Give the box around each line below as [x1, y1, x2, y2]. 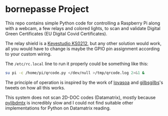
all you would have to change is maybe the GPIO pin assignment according [5, 45, 160, 51]
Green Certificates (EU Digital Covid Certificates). [5, 30, 108, 36]
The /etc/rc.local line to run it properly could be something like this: [5, 60, 148, 66]
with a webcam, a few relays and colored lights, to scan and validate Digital [5, 25, 160, 31]
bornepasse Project [5, 3, 89, 15]
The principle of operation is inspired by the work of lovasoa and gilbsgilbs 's [5, 79, 163, 85]
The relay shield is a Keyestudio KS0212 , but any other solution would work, [5, 40, 162, 46]
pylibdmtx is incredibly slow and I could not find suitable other [5, 99, 134, 105]
